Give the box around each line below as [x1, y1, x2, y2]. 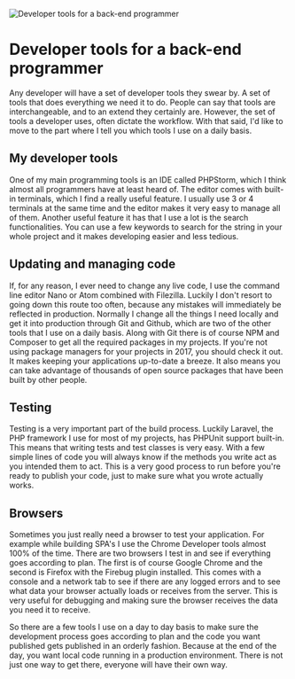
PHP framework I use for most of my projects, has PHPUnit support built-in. [9, 433, 285, 443]
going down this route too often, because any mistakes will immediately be [9, 299, 282, 309]
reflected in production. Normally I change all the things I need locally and [9, 308, 279, 319]
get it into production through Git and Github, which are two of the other [9, 317, 272, 328]
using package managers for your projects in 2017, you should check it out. [9, 346, 283, 356]
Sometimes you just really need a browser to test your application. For [9, 529, 265, 540]
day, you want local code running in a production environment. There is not [9, 650, 283, 660]
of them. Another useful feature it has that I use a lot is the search [9, 212, 249, 222]
